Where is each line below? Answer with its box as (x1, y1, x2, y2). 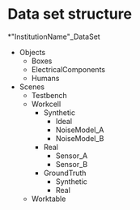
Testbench (31, 90, 67, 100)
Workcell (31, 99, 62, 109)
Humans (31, 73, 60, 83)
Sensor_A (55, 151, 88, 161)
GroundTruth (43, 168, 87, 178)
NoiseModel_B (55, 133, 104, 143)
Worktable (31, 194, 66, 204)
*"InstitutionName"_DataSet (7, 32, 100, 41)
